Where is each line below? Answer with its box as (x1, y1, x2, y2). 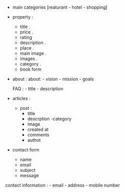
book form (19, 66, 41, 72)
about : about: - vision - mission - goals (12, 76, 94, 82)
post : (19, 105, 32, 111)
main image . (19, 50, 46, 56)
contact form (12, 147, 39, 152)
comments (27, 132, 49, 137)
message (19, 172, 39, 178)
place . (19, 45, 34, 51)
